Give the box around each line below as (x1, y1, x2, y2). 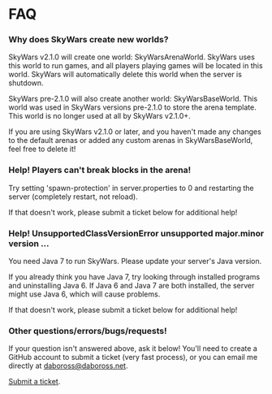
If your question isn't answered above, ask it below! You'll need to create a (8, 344, 257, 353)
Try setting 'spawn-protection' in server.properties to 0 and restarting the (8, 183, 254, 193)
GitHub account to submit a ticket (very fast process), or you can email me (8, 353, 258, 362)
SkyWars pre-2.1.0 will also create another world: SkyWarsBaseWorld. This (8, 94, 258, 104)
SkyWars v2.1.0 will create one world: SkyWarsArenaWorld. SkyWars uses (8, 52, 256, 62)
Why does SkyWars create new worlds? (8, 34, 169, 45)
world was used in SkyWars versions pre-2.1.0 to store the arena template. (8, 102, 257, 112)
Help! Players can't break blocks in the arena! (8, 164, 192, 175)
